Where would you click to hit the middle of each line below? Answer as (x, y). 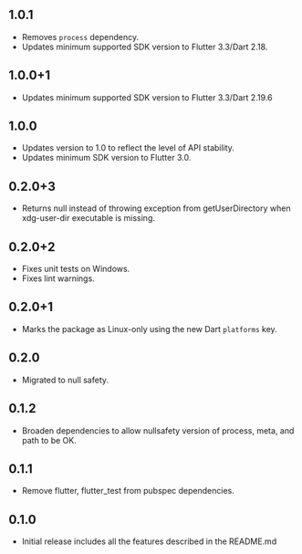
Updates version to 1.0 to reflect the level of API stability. (128, 148)
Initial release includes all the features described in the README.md (149, 541)
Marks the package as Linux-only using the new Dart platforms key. (149, 329)
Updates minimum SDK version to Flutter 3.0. (106, 158)
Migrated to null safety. (65, 380)
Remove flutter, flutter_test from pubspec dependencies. (128, 491)
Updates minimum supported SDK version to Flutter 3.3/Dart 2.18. (145, 47)
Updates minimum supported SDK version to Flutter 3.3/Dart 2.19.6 (147, 97)
